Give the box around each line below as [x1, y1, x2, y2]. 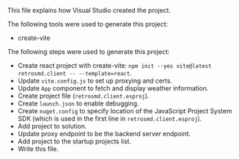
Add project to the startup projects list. [17, 137, 132, 145]
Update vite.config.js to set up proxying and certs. [17, 76, 173, 85]
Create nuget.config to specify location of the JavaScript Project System [17, 107, 233, 115]
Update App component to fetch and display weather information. [17, 84, 209, 92]
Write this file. [17, 145, 59, 153]
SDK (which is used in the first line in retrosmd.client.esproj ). [17, 114, 202, 123]
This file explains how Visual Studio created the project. [7, 6, 171, 14]
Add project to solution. [17, 122, 87, 130]
